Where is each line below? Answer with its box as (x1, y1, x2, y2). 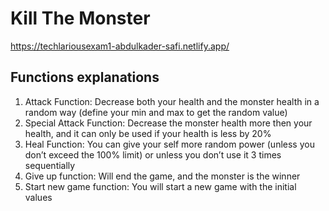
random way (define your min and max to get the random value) (24, 106, 288, 118)
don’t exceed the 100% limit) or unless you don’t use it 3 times (24, 148, 282, 161)
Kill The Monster (10, 7, 151, 30)
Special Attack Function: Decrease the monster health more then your (24, 117, 313, 129)
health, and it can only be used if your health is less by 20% (24, 127, 272, 139)
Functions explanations (10, 69, 160, 86)
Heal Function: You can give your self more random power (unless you (24, 138, 315, 150)
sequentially (24, 159, 76, 171)
